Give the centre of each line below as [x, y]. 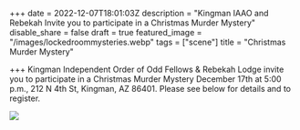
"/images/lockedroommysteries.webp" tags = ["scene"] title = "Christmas [148, 42]
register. [25, 98]
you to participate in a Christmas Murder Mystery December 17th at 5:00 [145, 79]
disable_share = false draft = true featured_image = [106, 32]
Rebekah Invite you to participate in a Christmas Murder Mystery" [133, 23]
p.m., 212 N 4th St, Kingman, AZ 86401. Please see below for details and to [150, 89]
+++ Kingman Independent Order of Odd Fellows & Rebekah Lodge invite [147, 69]
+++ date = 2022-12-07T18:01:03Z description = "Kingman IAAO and [139, 13]
